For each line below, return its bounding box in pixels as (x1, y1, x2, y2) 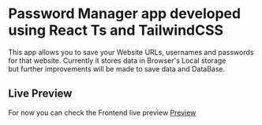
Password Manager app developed (8, 5, 241, 23)
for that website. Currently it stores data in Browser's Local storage (8, 56, 226, 65)
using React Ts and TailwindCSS (8, 21, 223, 39)
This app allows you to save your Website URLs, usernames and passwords (8, 47, 254, 57)
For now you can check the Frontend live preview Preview (8, 108, 196, 117)
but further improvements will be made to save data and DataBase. (8, 64, 226, 73)
